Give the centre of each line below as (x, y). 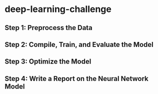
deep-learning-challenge (58, 9)
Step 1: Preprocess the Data (49, 28)
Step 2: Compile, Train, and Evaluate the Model (79, 44)
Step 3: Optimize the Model (48, 62)
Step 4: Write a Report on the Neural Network (76, 78)
